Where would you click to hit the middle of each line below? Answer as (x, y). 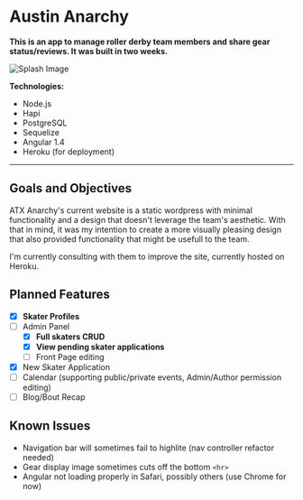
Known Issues (50, 426)
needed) (38, 457)
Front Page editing (70, 356)
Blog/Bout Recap (54, 397)
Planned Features (60, 295)
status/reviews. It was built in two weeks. (89, 51)
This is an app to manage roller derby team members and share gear (140, 42)
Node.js (37, 103)
